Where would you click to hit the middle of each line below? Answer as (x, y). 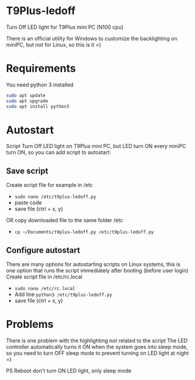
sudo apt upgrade (27, 101)
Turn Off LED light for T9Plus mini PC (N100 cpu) (65, 27)
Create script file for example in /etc (49, 185)
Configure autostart (43, 250)
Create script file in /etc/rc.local (44, 277)
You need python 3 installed (40, 85)
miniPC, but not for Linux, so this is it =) (54, 45)
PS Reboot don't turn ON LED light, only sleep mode (69, 371)
